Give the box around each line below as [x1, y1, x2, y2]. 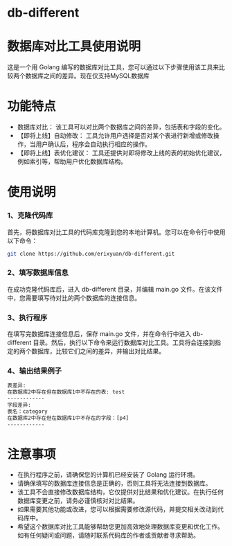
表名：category [7, 407, 48, 415]
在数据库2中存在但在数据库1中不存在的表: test [7, 389, 125, 396]
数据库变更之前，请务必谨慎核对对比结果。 [17, 497, 139, 505]
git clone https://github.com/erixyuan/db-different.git [7, 250, 175, 257]
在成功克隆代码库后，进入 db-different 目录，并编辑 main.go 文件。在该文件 [7, 285, 223, 293]
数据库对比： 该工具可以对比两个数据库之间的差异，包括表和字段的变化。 [17, 123, 226, 131]
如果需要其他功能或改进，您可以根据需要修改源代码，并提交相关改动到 [17, 505, 218, 513]
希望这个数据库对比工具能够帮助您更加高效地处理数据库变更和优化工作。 [17, 522, 224, 531]
